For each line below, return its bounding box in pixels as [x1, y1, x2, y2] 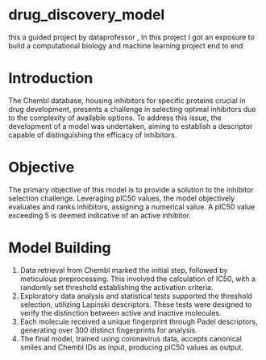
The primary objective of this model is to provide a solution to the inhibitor [8, 184, 254, 194]
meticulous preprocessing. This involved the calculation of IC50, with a [19, 274, 256, 283]
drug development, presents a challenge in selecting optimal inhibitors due [8, 104, 256, 114]
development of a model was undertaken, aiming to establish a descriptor [8, 121, 253, 130]
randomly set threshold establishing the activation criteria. [19, 282, 214, 292]
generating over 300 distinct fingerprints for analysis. [19, 325, 197, 335]
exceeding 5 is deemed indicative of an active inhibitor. [8, 210, 192, 220]
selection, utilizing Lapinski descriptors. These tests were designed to [19, 300, 252, 309]
